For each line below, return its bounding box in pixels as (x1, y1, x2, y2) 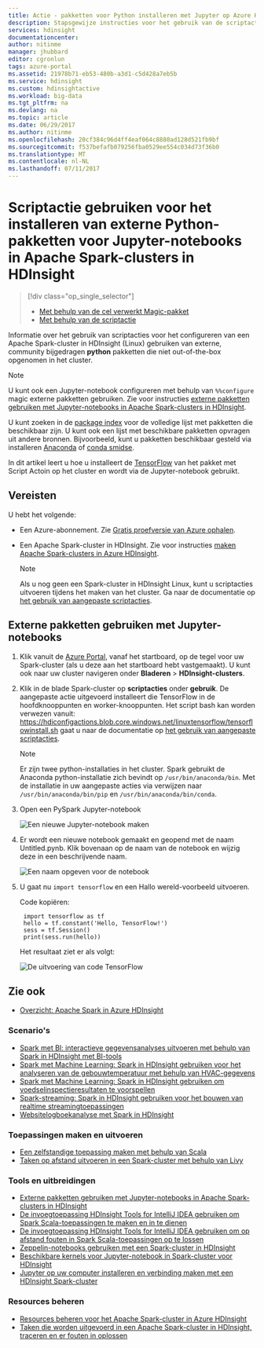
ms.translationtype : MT (8, 150, 86, 158)
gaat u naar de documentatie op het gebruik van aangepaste (60, 725, 256, 734)
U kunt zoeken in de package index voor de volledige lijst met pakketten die (8, 417, 253, 427)
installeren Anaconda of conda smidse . (8, 442, 135, 452)
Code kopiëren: (19, 897, 70, 907)
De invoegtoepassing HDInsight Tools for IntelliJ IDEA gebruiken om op (19, 1226, 250, 1236)
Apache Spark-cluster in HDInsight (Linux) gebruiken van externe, (8, 339, 222, 348)
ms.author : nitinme (8, 128, 72, 136)
